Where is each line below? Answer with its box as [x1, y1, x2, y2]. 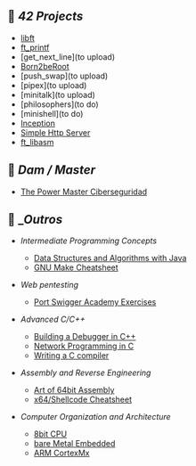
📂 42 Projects [7, 9, 84, 24]
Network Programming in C [33, 340, 135, 352]
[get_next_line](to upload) [20, 51, 116, 62]
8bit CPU [33, 429, 68, 439]
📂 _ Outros [7, 212, 63, 227]
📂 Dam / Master [7, 162, 96, 178]
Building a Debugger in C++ [33, 331, 136, 342]
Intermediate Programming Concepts [20, 235, 157, 246]
